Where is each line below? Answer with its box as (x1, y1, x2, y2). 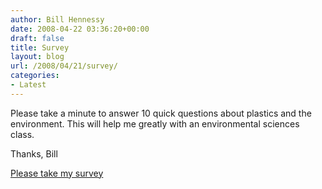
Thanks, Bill (10, 147, 58, 160)
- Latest (10, 80, 47, 90)
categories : (10, 71, 60, 81)
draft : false (10, 33, 65, 43)
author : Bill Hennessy (10, 14, 105, 25)
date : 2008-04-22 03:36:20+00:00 (10, 24, 150, 34)
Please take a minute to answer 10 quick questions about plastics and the (10, 107, 312, 119)
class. (10, 128, 35, 140)
